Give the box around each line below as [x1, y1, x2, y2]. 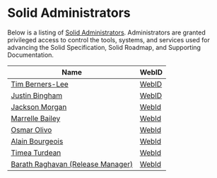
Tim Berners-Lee [11, 79, 69, 89]
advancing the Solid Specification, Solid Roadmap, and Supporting [7, 43, 201, 51]
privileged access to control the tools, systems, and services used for [7, 35, 210, 44]
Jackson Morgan [11, 102, 67, 112]
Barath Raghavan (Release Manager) [11, 159, 133, 169]
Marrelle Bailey [11, 113, 61, 123]
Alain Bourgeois [11, 136, 64, 146]
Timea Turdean [11, 148, 61, 158]
